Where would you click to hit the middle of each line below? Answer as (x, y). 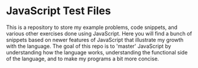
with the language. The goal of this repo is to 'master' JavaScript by (89, 46)
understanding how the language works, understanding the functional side (97, 52)
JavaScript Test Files (59, 11)
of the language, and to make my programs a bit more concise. (83, 59)
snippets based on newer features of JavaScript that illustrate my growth (95, 40)
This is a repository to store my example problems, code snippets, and (92, 27)
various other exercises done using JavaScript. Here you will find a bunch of (99, 33)
